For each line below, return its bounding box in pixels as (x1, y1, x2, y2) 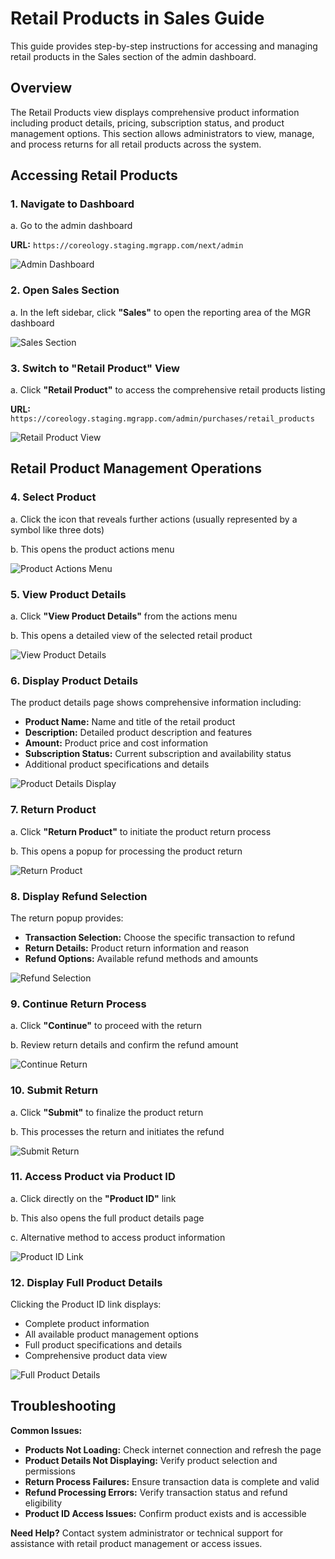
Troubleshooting (10, 1398, 117, 1415)
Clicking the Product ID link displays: (10, 1298, 162, 1311)
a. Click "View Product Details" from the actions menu (10, 610, 238, 622)
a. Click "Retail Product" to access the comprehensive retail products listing (10, 384, 326, 396)
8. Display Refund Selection (10, 889, 148, 903)
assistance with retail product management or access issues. (10, 1537, 263, 1549)
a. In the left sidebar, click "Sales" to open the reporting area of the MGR (10, 306, 312, 318)
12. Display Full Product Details (10, 1275, 163, 1289)
